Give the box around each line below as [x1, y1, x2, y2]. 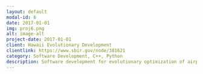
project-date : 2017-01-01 [6, 36, 71, 42]
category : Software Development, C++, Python [6, 53, 123, 59]
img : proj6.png [6, 25, 45, 32]
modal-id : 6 [6, 14, 36, 20]
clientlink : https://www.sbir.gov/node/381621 [6, 48, 126, 54]
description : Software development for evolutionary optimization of [6, 58, 185, 64]
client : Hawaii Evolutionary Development [6, 42, 112, 48]
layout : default [6, 8, 47, 15]
